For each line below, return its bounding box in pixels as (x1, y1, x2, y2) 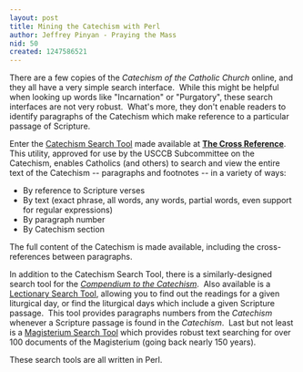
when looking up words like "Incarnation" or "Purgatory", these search (9, 92, 273, 103)
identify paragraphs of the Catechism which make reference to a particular (9, 111, 289, 122)
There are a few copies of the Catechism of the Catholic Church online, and (9, 72, 294, 83)
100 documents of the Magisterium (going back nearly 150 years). (9, 336, 257, 347)
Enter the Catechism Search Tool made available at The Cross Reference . (9, 139, 287, 150)
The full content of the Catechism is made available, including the (9, 242, 255, 253)
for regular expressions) (22, 204, 114, 215)
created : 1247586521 (9, 47, 88, 57)
